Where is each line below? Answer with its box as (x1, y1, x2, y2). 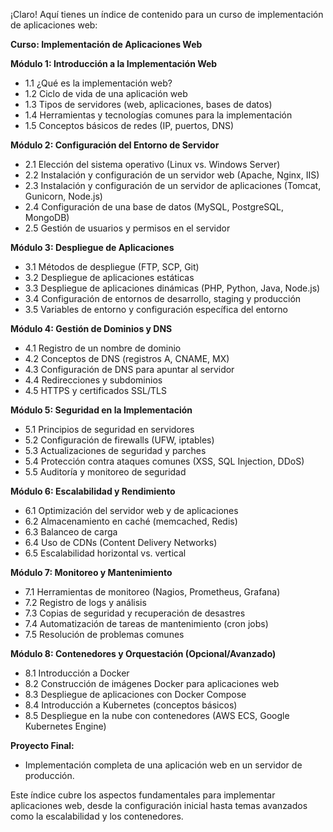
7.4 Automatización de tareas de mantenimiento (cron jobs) (24, 618, 269, 629)
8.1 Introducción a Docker (24, 667, 130, 679)
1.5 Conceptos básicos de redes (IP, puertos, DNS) (24, 120, 235, 131)
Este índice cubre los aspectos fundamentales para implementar (10, 789, 276, 801)
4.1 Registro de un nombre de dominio (24, 342, 182, 354)
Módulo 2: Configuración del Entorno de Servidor (10, 139, 220, 151)
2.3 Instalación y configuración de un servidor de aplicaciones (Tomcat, (24, 180, 322, 191)
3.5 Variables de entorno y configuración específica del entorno (24, 304, 288, 315)
